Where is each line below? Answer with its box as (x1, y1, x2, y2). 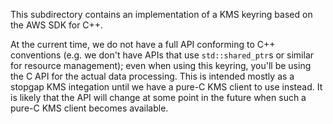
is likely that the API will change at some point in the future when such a (10, 92, 307, 103)
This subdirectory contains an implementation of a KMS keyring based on (10, 9, 313, 20)
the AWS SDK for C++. (10, 19, 104, 31)
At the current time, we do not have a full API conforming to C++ (10, 39, 276, 50)
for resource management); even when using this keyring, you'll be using (10, 60, 312, 71)
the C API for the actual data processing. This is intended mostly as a (10, 70, 295, 82)
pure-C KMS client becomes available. (10, 102, 169, 114)
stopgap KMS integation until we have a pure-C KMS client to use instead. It (10, 81, 323, 93)
